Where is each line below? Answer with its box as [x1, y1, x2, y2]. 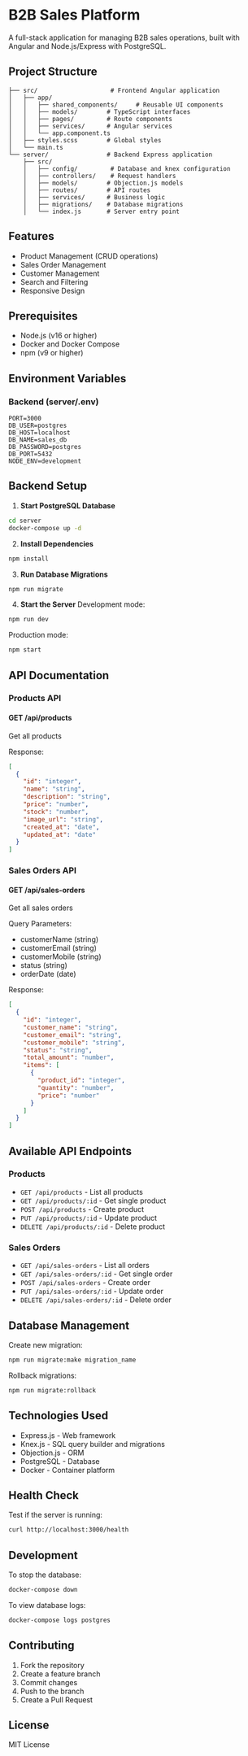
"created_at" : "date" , [23, 823, 100, 831]
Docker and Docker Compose [20, 339, 120, 349]
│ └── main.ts [8, 143, 63, 151]
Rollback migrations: [8, 1370, 77, 1380]
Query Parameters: [8, 919, 72, 929]
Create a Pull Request [20, 1694, 94, 1705]
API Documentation [8, 669, 110, 682]
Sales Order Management [20, 259, 107, 269]
